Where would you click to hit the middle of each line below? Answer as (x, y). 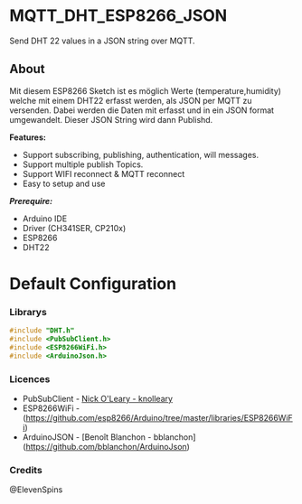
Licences (30, 378)
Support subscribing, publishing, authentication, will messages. (141, 154)
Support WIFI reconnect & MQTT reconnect (104, 173)
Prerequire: (31, 201)
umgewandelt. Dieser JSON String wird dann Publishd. (111, 119)
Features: (28, 137)
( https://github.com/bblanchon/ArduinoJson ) (106, 447)
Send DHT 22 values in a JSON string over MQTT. (103, 41)
